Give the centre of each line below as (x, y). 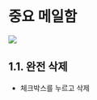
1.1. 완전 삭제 (38, 67)
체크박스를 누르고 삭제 (55, 88)
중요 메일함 (43, 17)
